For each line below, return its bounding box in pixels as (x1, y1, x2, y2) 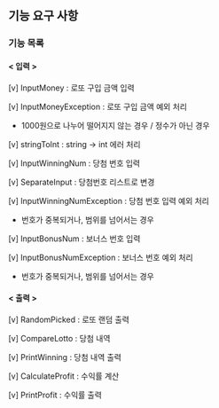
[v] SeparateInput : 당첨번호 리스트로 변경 (8, 177, 155, 187)
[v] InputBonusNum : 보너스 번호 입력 (8, 233, 141, 244)
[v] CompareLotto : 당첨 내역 (8, 333, 111, 343)
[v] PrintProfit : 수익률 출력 (8, 389, 103, 400)
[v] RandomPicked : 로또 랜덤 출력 (8, 314, 129, 325)
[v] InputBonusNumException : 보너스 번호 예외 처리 (8, 252, 193, 263)
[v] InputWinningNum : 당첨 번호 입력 (8, 158, 141, 169)
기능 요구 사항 (8, 8, 79, 24)
